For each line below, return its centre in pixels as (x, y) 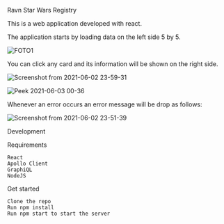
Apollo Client (28, 163)
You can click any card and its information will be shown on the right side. (113, 64)
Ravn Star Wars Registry (42, 10)
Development (26, 131)
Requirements (27, 145)
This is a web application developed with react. (75, 23)
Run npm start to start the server (59, 214)
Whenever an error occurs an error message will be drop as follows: (105, 104)
